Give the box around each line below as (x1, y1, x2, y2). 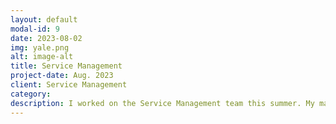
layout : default (10, 14, 78, 25)
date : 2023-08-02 (10, 33, 83, 43)
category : (10, 89, 52, 99)
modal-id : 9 (10, 24, 60, 34)
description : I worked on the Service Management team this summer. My (10, 98, 315, 108)
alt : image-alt (10, 52, 74, 62)
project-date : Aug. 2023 (10, 71, 114, 81)
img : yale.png (10, 42, 70, 53)
